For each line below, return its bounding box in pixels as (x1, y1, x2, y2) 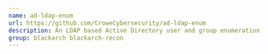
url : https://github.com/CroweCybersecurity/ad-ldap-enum (8, 19, 206, 27)
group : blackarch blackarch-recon (8, 33, 124, 42)
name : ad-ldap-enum (8, 11, 74, 20)
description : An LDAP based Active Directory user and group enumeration (8, 26, 261, 34)
